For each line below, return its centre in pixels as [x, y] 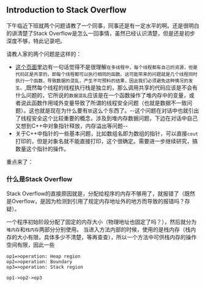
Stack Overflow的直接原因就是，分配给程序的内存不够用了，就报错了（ [95, 194]
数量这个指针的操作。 [42, 149]
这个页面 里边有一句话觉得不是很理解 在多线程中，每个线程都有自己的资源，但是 [106, 67]
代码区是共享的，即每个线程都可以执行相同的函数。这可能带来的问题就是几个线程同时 [106, 74]
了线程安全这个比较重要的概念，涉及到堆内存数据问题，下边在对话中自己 [106, 118]
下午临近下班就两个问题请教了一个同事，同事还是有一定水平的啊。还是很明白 [103, 25]
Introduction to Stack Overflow [66, 10]
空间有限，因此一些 [31, 245]
